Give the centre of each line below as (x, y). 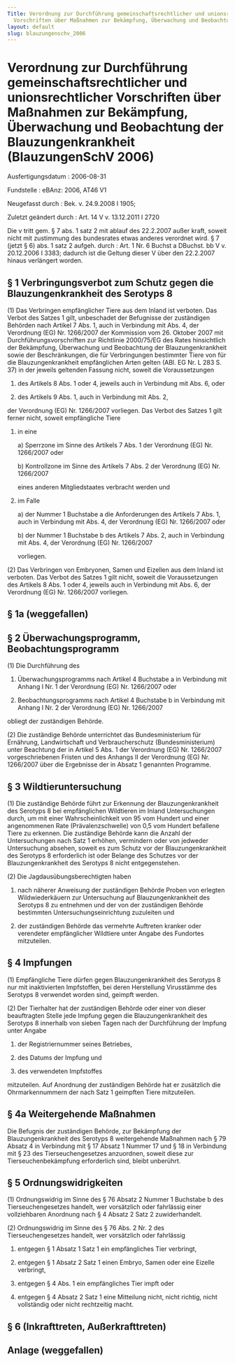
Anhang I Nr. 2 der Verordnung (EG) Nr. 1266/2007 (90, 708)
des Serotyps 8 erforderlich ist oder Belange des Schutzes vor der (103, 855)
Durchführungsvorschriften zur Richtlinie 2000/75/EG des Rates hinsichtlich (116, 340)
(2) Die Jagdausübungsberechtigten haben (69, 876)
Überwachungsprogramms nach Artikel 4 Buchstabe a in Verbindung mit (122, 679)
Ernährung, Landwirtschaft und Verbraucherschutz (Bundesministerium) (111, 742)
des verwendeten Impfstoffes (60, 1071)
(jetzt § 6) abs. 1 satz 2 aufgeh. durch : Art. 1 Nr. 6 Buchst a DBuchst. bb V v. (117, 246)
